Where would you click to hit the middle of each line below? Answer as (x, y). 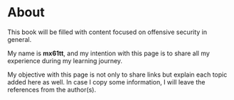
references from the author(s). (52, 89)
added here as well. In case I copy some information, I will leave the (106, 82)
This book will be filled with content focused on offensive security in (107, 32)
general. (20, 39)
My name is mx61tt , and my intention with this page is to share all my (108, 53)
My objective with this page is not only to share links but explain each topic (117, 74)
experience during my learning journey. (65, 60)
